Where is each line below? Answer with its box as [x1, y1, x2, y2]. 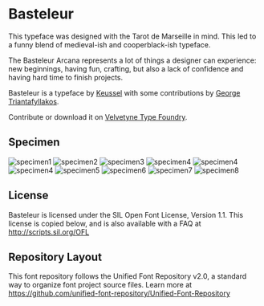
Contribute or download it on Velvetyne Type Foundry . [8, 112, 188, 121]
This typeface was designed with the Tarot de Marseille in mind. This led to [8, 31, 257, 41]
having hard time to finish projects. [8, 72, 124, 82]
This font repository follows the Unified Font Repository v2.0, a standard [8, 271, 247, 281]
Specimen [8, 136, 60, 149]
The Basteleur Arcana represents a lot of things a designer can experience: [8, 55, 257, 65]
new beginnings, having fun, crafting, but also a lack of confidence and [8, 63, 244, 73]
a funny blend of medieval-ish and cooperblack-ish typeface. [8, 39, 211, 49]
